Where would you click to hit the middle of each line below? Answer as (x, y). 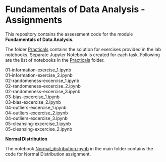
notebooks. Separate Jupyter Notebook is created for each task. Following (83, 55)
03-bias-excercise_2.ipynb (33, 102)
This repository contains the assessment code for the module (69, 34)
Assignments (34, 20)
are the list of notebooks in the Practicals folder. (55, 60)
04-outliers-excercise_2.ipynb (37, 113)
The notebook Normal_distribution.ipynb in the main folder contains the (79, 148)
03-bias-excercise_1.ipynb (32, 97)
